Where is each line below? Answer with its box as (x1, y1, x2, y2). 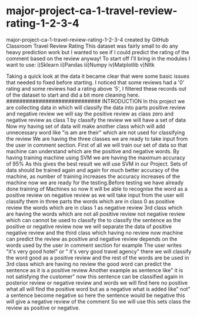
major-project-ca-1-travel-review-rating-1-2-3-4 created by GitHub (6, 36, 169, 43)
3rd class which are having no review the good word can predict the (6, 260, 172, 268)
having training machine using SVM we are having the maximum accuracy (6, 154, 185, 161)
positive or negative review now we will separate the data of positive (6, 223, 172, 230)
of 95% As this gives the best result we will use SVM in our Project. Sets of (6, 160, 188, 167)
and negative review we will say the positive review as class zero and (6, 110, 174, 117)
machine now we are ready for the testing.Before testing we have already (6, 179, 184, 186)
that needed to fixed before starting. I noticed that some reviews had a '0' (6, 78, 185, 86)
